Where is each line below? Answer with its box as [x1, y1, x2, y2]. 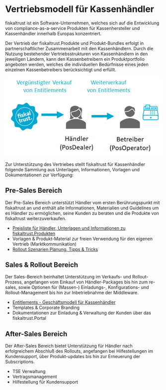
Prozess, [5, 279, 23, 285]
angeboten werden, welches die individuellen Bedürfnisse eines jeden [5, 61, 149, 67]
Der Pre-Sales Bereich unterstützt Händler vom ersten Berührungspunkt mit [5, 199, 160, 205]
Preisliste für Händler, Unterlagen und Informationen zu [12, 225, 126, 231]
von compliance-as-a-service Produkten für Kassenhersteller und [5, 25, 140, 31]
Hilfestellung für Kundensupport [12, 379, 79, 385]
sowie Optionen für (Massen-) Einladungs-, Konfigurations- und [18, 284, 149, 290]
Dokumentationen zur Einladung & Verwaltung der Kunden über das [12, 310, 152, 316]
